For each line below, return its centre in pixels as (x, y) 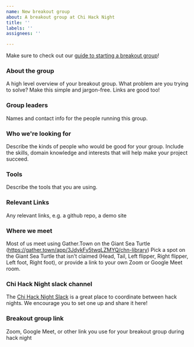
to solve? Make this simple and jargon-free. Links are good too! (83, 90)
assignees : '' (24, 34)
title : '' (18, 22)
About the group (30, 71)
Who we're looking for (39, 134)
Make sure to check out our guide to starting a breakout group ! (83, 56)
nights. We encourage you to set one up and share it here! (77, 303)
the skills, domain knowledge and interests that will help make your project (97, 153)
